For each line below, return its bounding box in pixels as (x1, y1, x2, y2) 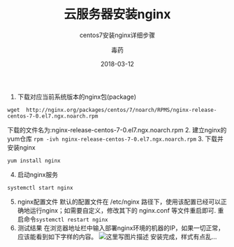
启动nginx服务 (17, 170, 58, 178)
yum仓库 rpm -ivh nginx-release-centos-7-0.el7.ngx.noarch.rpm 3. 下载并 (7, 134, 224, 143)
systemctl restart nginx (36, 216, 108, 223)
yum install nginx (7, 157, 61, 164)
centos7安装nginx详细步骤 (79, 31, 156, 39)
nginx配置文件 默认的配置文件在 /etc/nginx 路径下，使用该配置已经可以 (17, 197, 221, 206)
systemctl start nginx (7, 184, 73, 191)
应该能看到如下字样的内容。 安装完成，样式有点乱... (17, 232, 217, 241)
